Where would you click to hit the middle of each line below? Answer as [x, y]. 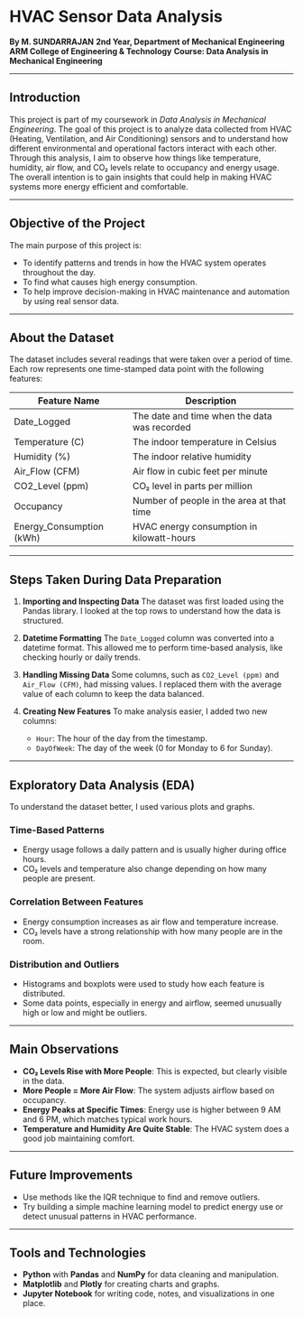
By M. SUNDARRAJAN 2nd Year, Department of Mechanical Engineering [147, 42]
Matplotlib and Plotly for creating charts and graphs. [121, 1285]
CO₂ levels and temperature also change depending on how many [145, 869]
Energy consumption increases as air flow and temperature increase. [151, 922]
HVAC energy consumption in [195, 527]
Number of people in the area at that [209, 501]
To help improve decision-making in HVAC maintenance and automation [156, 292]
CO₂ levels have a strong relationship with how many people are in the [152, 931]
